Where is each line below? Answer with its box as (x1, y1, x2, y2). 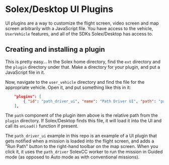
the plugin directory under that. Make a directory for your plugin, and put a (5, 64, 160, 70)
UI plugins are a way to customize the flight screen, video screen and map (5, 20, 159, 26)
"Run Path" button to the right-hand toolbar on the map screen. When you (5, 143, 158, 149)
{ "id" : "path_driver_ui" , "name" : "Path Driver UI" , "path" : (23, 99, 156, 104)
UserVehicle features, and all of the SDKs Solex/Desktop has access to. (5, 31, 153, 37)
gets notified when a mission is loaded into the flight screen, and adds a (5, 138, 154, 144)
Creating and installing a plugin (5, 45, 105, 54)
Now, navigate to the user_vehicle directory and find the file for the (5, 79, 145, 85)
